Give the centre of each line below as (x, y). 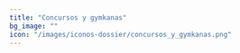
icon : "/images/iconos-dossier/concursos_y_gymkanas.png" (120, 34)
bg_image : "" (34, 26)
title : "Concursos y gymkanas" (68, 18)
